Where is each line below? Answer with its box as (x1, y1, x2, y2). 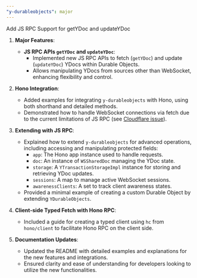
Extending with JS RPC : (14, 127, 74, 134)
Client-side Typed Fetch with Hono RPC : (14, 206, 117, 214)
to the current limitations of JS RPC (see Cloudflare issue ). (23, 115, 167, 122)
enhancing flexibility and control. (32, 73, 113, 80)
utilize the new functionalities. (23, 266, 97, 273)
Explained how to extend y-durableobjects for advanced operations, (23, 138, 192, 146)
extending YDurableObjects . (23, 195, 92, 202)
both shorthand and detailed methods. (23, 102, 118, 110)
